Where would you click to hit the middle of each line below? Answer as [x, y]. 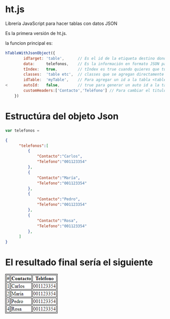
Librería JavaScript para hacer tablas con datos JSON [61, 23]
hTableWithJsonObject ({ [30, 53]
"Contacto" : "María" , [59, 178]
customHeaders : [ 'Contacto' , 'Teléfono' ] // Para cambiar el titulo [95, 91]
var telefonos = [22, 131]
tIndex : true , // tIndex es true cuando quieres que [91, 69]
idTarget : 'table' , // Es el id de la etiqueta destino [89, 58]
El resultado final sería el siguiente [79, 262]
